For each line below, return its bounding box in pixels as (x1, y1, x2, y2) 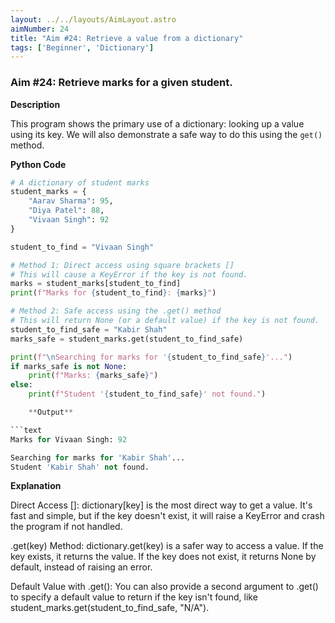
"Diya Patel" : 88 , (28, 206, 105, 216)
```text (10, 425, 43, 435)
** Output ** (28, 407, 74, 418)
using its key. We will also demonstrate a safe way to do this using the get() (10, 128, 323, 140)
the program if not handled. (10, 521, 123, 533)
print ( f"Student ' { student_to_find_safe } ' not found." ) (28, 389, 267, 400)
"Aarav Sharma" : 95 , (28, 196, 114, 206)
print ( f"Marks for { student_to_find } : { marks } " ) (10, 288, 217, 298)
